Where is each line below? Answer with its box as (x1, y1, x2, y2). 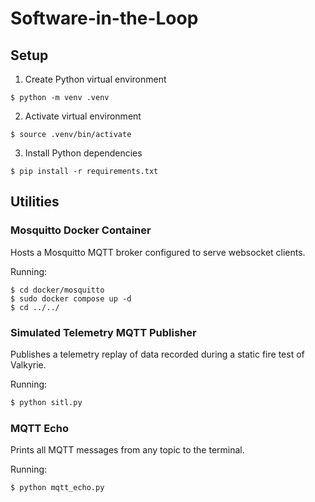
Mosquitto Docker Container (10, 223, 152, 237)
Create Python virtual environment (24, 73, 167, 85)
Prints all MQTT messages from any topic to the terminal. (10, 444, 245, 456)
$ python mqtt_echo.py (10, 483, 105, 493)
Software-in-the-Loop (10, 7, 199, 30)
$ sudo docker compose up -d (10, 293, 132, 304)
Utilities (10, 193, 60, 211)
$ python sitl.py (10, 397, 83, 407)
